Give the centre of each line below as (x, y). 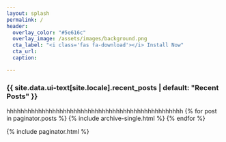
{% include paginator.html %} (48, 132)
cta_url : (25, 52)
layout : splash (28, 13)
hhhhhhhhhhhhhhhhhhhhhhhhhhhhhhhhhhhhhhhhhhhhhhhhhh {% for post (112, 111)
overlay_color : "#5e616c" (50, 32)
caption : (25, 58)
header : (17, 26)
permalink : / (25, 20)
